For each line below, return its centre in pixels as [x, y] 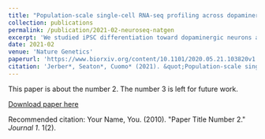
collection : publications [50, 23]
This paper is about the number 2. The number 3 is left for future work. [123, 89]
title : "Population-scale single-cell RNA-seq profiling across [116, 15]
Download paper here [43, 104]
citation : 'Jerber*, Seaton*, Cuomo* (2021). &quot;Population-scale [125, 67]
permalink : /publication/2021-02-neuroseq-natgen [91, 30]
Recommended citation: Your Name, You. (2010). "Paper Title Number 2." [127, 119]
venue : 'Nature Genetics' [50, 52]
